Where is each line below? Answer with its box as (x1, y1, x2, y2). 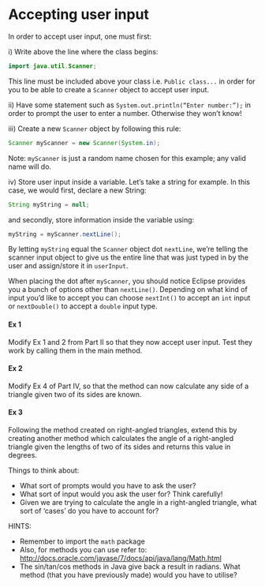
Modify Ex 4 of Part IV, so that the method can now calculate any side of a (8, 381, 249, 391)
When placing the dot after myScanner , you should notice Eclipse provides (8, 276, 246, 286)
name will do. (8, 162, 52, 171)
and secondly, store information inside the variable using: (8, 215, 195, 224)
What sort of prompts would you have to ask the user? (19, 481, 196, 491)
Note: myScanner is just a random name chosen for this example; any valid (8, 153, 247, 163)
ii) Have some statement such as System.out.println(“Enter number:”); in (8, 100, 251, 110)
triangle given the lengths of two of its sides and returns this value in (8, 442, 231, 451)
